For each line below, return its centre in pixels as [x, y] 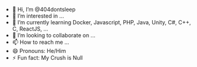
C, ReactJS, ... [30, 29]
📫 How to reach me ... [41, 42]
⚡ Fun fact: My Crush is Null [47, 58]
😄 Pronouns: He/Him [39, 51]
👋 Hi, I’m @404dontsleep [44, 9]
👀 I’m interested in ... [38, 16]
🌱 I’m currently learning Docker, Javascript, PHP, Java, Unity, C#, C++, [102, 22]
